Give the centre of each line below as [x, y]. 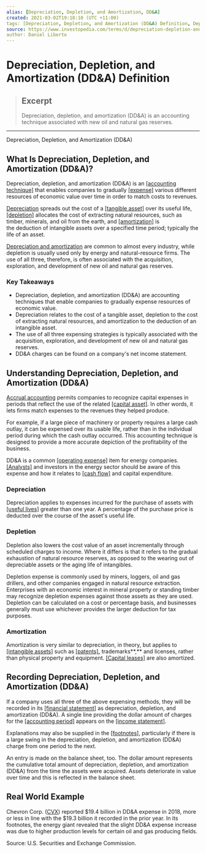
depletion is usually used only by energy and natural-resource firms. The [98, 253]
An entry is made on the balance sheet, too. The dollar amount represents [100, 758]
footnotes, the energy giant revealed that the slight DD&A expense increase [102, 824]
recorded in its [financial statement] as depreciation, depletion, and [91, 708]
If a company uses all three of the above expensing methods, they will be [99, 701]
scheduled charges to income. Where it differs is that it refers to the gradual [102, 551]
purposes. [19, 616]
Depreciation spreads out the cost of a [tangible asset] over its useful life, [99, 208]
